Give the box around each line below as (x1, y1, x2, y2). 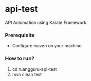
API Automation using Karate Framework (5, 20, 87, 25)
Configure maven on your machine (12, 43, 82, 49)
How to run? (5, 55, 35, 62)
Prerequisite (5, 32, 35, 39)
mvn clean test (12, 71, 42, 77)
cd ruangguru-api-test (12, 66, 57, 72)
